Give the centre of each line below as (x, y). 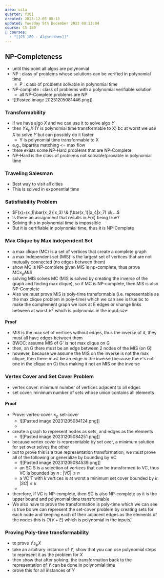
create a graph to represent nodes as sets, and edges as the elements (83, 431)
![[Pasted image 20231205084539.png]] (60, 462)
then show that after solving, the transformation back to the (72, 560)
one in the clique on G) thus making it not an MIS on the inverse (76, 364)
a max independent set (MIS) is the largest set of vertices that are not (82, 256)
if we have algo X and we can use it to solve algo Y (63, 123)
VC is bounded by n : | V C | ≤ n (50, 473)
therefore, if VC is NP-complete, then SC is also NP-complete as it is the (84, 494)
